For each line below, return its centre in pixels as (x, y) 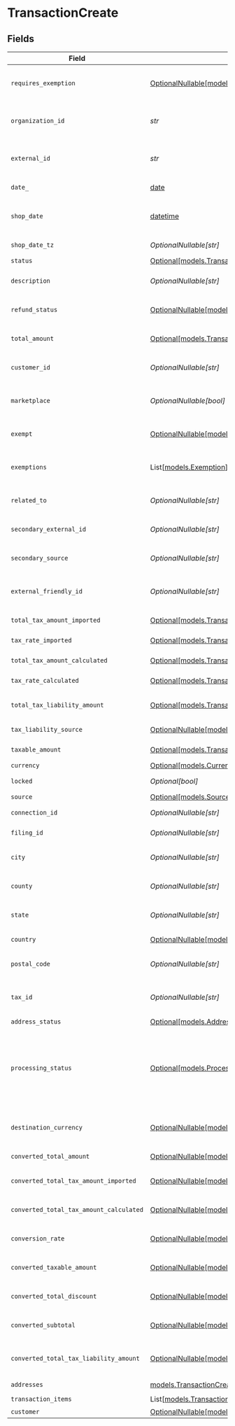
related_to (29, 501)
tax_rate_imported (41, 641)
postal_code (31, 964)
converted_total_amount (50, 1156)
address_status (36, 1022)
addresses (27, 1384)
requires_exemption (43, 83)
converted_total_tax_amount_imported (73, 1181)
